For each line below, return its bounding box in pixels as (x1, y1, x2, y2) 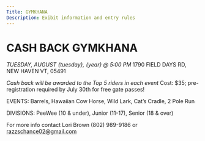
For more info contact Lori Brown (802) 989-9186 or (6, 121, 138, 129)
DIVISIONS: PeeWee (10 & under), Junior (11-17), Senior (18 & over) (6, 109, 174, 117)
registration (6, 86, 35, 93)
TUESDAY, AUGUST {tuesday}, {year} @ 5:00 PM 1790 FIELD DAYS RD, (6, 61, 187, 68)
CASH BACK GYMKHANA (6, 41, 138, 55)
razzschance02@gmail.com (6, 128, 77, 135)
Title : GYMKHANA (6, 9, 48, 15)
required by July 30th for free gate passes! (36, 86, 145, 93)
